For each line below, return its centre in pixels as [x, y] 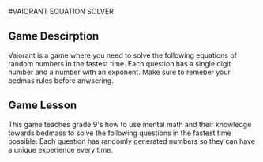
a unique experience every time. [60, 149]
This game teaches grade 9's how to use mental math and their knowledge [130, 124]
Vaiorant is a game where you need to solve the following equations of [123, 55]
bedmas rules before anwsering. [61, 80]
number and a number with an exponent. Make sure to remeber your [120, 72]
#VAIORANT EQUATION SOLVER [61, 11]
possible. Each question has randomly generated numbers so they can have [131, 141]
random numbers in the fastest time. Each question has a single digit [120, 63]
